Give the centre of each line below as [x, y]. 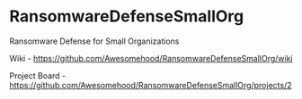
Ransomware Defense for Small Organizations [94, 41]
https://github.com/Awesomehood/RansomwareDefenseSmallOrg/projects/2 [151, 85]
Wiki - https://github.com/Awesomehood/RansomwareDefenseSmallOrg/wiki [151, 58]
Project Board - [37, 75]
